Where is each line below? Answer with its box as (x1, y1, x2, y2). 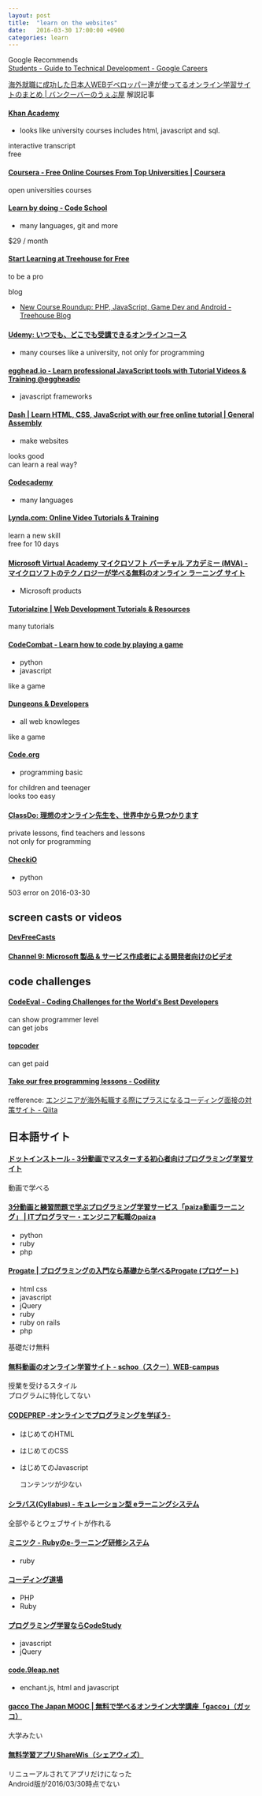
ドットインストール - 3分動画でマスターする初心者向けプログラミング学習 (8, 1154, 246, 1164)
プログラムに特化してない (8, 1391, 91, 1400)
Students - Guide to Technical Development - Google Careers (8, 64, 208, 73)
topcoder (8, 1041, 39, 1051)
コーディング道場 (8, 1575, 64, 1584)
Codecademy (8, 478, 54, 487)
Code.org (8, 750, 40, 759)
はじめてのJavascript (19, 1463, 89, 1472)
